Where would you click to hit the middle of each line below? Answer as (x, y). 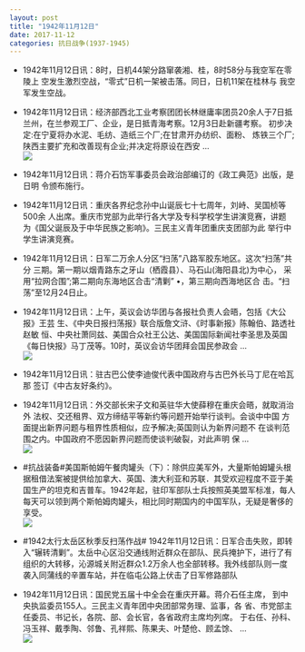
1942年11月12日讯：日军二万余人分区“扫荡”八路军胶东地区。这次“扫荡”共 (157, 259)
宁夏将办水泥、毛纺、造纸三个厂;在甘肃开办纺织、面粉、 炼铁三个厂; (167, 135)
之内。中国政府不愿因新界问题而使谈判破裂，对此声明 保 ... (140, 439)
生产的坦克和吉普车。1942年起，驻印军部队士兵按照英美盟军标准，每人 (163, 490)
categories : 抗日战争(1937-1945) (70, 43)
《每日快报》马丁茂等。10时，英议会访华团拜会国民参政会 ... (135, 346)
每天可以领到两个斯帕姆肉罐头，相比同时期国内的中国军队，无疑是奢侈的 (157, 501)
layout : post (34, 18)
